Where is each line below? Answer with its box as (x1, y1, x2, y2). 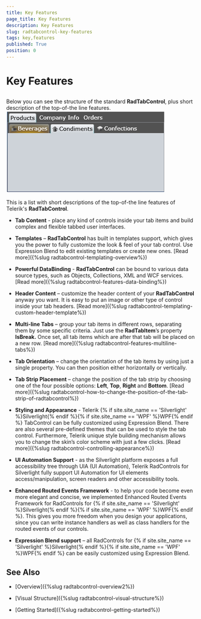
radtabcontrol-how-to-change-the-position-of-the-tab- (50, 389, 188, 396)
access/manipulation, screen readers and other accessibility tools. (14, 476, 179, 483)
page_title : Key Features (6, 16, 71, 22)
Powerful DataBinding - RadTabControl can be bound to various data (14, 266, 189, 273)
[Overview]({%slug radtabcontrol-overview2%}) (14, 583, 135, 590)
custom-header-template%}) (14, 309, 87, 316)
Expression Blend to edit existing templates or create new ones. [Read (14, 248, 188, 255)
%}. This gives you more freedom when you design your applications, (14, 513, 188, 520)
